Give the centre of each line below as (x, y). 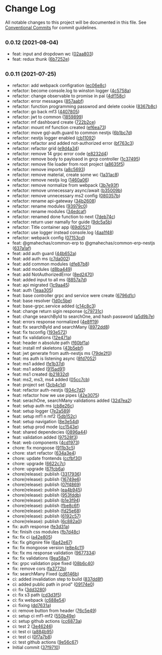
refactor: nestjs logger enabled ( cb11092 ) (54, 138)
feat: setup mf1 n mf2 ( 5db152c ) (45, 416)
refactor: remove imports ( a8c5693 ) (49, 169)
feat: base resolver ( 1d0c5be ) (42, 301)
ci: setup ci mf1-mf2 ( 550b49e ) (44, 615)
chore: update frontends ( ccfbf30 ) (47, 458)
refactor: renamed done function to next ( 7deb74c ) (64, 217)
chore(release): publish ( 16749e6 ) (47, 479)
